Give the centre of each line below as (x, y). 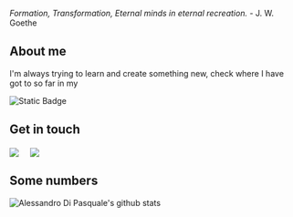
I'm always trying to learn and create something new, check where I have (147, 73)
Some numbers (54, 181)
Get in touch (45, 130)
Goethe (24, 23)
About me (38, 52)
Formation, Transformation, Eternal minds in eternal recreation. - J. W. (142, 13)
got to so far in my (44, 83)
